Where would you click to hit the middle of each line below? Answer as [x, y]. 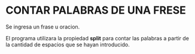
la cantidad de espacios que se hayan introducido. [68, 45]
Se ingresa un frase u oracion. [43, 27]
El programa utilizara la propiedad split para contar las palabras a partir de [97, 38]
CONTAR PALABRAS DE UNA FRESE [96, 10]
